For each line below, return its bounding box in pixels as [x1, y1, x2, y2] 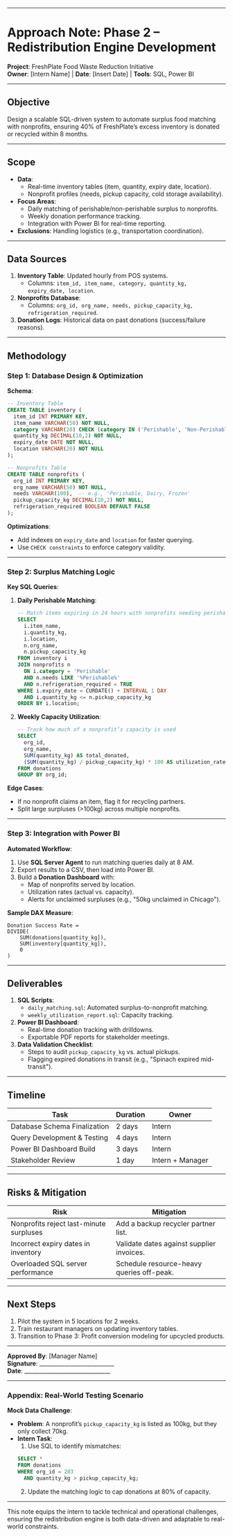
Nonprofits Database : [17, 293, 81, 302]
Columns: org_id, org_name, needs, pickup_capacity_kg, [27, 301, 193, 309]
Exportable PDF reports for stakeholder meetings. [27, 1033, 170, 1042]
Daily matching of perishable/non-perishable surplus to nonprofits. [27, 204, 218, 213]
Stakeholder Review [10, 1156, 76, 1165]
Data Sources [7, 253, 67, 265]
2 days [115, 1122, 139, 1131]
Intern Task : [17, 1434, 53, 1443]
